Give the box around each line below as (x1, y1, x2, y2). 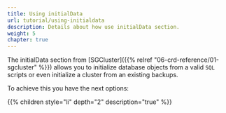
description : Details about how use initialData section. (7, 23, 180, 30)
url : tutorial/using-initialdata (7, 17, 105, 24)
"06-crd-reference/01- (153, 55, 219, 64)
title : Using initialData (7, 10, 83, 18)
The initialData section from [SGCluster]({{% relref (7, 55, 153, 64)
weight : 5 (7, 29, 36, 37)
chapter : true (7, 36, 49, 44)
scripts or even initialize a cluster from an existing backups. (7, 71, 178, 79)
